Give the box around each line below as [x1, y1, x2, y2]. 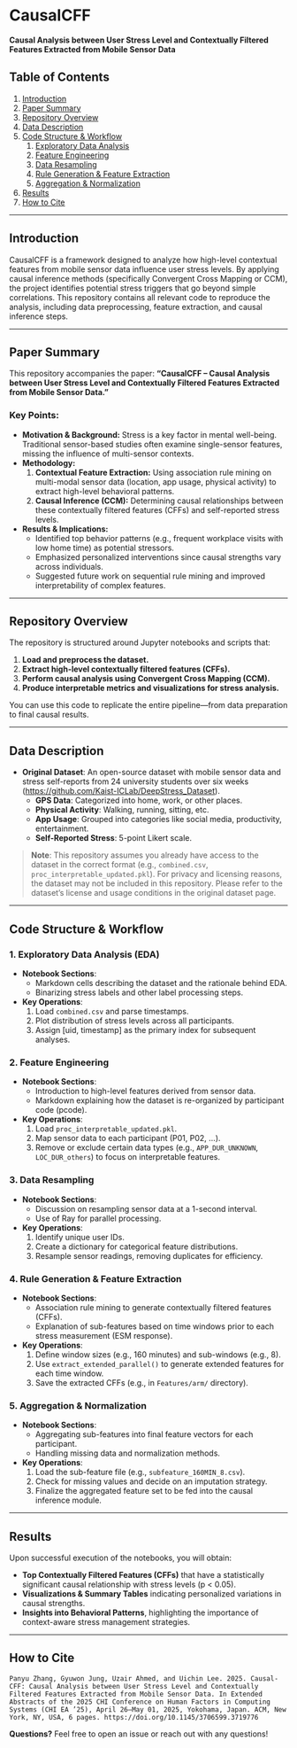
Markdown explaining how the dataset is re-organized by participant [34, 1095, 285, 1106]
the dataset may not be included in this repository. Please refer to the [30, 878, 283, 889]
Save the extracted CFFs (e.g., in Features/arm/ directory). [34, 1377, 249, 1387]
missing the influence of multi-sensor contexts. [21, 448, 194, 459]
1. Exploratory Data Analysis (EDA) [9, 948, 160, 960]
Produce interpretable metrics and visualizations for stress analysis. [21, 683, 280, 694]
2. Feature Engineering [9, 1056, 109, 1068]
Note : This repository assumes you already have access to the [30, 850, 259, 860]
